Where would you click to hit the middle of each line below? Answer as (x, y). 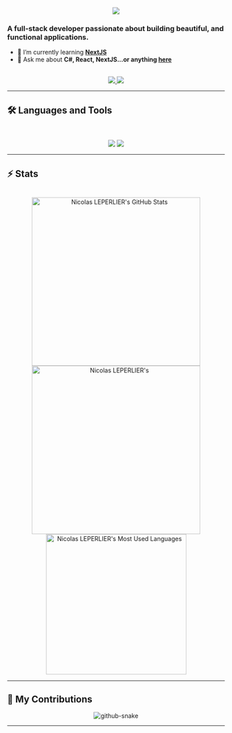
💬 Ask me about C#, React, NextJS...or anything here (94, 59)
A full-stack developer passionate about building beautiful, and (116, 29)
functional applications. (48, 37)
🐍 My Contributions (50, 699)
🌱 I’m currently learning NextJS (62, 53)
